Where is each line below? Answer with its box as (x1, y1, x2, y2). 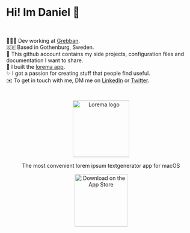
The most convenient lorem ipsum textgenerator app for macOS (22, 162, 180, 170)
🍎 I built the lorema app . (6, 63, 66, 70)
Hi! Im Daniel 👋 (6, 5, 80, 19)
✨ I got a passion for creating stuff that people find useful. (6, 69, 150, 77)
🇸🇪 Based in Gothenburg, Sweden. (6, 43, 94, 51)
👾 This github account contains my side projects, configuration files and (6, 50, 185, 57)
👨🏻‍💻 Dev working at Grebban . (6, 37, 80, 44)
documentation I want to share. (6, 57, 84, 64)
